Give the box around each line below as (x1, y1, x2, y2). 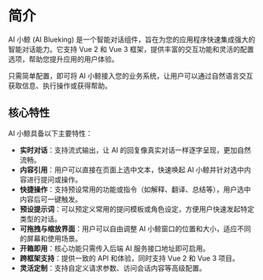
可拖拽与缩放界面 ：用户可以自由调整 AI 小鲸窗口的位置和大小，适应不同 (19, 223, 252, 233)
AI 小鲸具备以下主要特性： (8, 128, 93, 138)
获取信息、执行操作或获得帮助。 (8, 80, 112, 90)
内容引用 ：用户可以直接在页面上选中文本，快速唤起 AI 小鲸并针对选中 (19, 164, 245, 174)
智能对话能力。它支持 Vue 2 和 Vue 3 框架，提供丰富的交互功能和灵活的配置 (8, 44, 254, 53)
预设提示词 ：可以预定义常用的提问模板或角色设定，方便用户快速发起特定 (19, 204, 254, 213)
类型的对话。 (19, 214, 61, 223)
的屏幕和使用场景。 (19, 234, 83, 243)
